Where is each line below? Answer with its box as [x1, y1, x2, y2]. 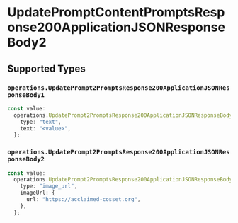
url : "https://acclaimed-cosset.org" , [25, 196, 141, 203]
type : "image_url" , [20, 183, 78, 190]
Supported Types [7, 62, 86, 74]
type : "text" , [20, 118, 62, 125]
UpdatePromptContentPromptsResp [7, 4, 225, 21]
